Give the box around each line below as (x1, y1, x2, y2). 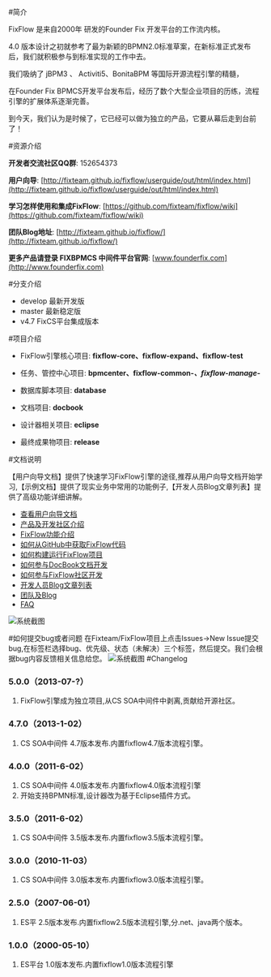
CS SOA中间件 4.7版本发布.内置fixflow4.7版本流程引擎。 (19, 738, 208, 748)
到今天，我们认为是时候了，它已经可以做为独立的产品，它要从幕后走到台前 (8, 114, 256, 123)
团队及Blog (19, 591, 57, 600)
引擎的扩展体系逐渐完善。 (8, 97, 94, 105)
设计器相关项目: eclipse (19, 420, 100, 429)
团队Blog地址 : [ (8, 227, 59, 237)
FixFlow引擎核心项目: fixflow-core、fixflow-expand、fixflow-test (19, 351, 243, 360)
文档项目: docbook (19, 402, 83, 412)
